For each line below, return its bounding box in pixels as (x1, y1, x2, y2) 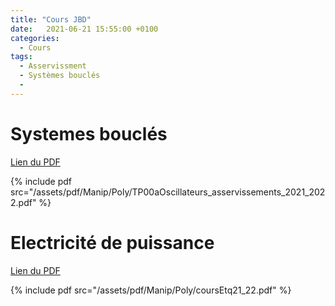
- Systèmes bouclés (19, 71, 101, 81)
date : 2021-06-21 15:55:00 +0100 (10, 24, 159, 34)
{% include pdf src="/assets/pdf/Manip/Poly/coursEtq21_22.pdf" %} (10, 284, 292, 296)
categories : (10, 33, 60, 43)
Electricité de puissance (10, 231, 215, 254)
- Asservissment (19, 61, 87, 71)
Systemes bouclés (10, 122, 168, 145)
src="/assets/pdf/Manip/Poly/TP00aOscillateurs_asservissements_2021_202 (10, 186, 326, 198)
